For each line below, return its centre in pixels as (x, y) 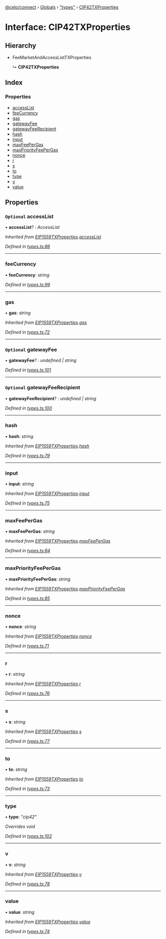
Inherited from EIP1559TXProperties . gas (46, 322)
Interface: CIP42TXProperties (68, 27)
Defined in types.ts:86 (28, 247)
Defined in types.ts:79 (28, 455)
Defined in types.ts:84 (28, 551)
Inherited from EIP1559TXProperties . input (47, 494)
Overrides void (20, 827)
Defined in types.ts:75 (27, 503)
